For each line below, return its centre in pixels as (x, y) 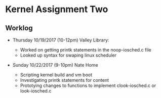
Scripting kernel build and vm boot (56, 75)
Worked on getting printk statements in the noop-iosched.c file (86, 50)
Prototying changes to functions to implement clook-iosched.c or (88, 85)
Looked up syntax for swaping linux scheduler (68, 55)
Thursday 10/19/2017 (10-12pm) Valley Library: (61, 40)
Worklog (19, 28)
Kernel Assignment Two (57, 9)
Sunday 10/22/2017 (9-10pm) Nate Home (55, 65)
